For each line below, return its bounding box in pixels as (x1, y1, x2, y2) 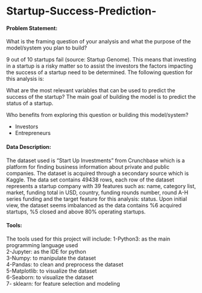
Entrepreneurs (14, 130, 51, 137)
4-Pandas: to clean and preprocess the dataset (6, 260, 124, 268)
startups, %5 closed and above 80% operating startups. (6, 208, 146, 215)
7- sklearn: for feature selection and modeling (6, 280, 121, 287)
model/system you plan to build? (6, 44, 87, 52)
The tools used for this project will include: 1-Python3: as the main (6, 235, 171, 242)
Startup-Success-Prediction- (6, 4, 157, 18)
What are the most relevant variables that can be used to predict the (6, 87, 176, 94)
